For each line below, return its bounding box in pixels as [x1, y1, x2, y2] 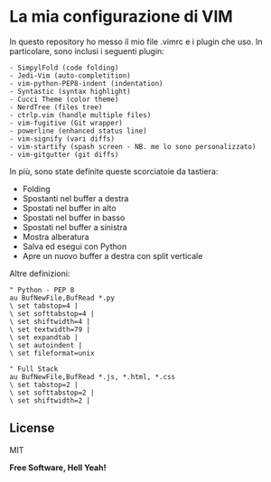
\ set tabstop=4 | [9, 301, 79, 311]
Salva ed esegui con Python [22, 241, 127, 252]
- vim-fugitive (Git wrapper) [9, 118, 124, 127]
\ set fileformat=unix [9, 348, 95, 357]
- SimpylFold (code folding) [9, 63, 119, 72]
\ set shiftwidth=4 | [9, 317, 91, 326]
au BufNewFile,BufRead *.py [9, 293, 116, 302]
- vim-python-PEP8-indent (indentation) [9, 79, 164, 88]
